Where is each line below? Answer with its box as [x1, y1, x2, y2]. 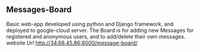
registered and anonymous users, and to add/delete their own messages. [6, 32, 186, 40]
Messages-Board [6, 5, 72, 15]
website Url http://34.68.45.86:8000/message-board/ [6, 39, 138, 46]
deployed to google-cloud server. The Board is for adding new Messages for [6, 27, 194, 34]
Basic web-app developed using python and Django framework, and [6, 20, 174, 27]
